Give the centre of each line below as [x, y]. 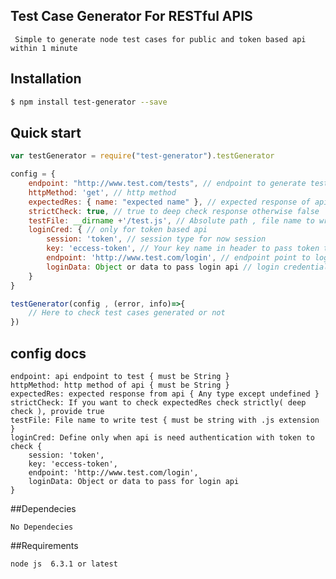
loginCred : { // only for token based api [118, 230]
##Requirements [44, 545]
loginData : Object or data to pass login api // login [163, 267]
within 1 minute [44, 48]
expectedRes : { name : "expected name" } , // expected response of [169, 202]
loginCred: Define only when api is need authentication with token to [162, 438]
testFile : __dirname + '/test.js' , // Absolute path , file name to [171, 220]
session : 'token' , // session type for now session [156, 239]
